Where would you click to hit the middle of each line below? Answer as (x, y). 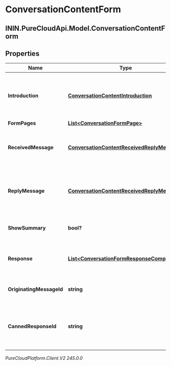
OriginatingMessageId (36, 289)
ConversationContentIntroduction (110, 96)
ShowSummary (27, 228)
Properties (22, 53)
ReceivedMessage (31, 148)
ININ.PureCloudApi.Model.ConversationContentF (85, 28)
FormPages (22, 123)
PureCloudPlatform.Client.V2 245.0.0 (44, 358)
